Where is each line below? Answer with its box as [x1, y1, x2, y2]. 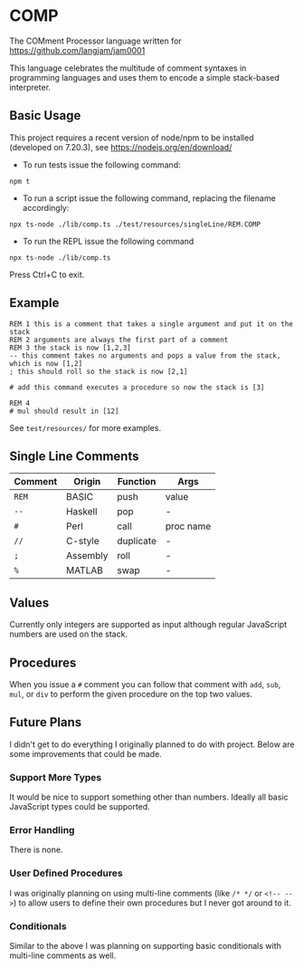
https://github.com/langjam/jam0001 [9, 44, 146, 55]
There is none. [9, 844, 63, 856]
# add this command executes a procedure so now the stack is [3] [9, 382, 265, 392]
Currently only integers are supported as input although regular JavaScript [9, 619, 288, 630]
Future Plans [9, 714, 82, 730]
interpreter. [9, 81, 52, 92]
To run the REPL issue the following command [22, 235, 195, 246]
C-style [66, 535, 100, 548]
